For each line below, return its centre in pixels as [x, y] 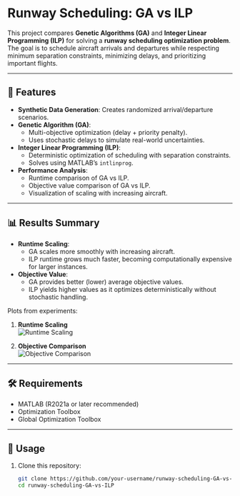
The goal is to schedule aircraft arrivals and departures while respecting [114, 48]
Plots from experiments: [42, 310]
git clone [32, 479]
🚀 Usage [26, 449]
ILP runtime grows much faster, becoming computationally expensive [130, 259]
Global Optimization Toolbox [59, 420]
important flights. [33, 63]
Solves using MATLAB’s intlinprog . [81, 163]
